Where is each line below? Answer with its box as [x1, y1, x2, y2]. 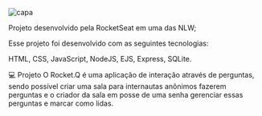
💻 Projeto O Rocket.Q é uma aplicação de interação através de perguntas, [8, 70, 255, 79]
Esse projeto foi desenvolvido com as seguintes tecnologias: [8, 38, 209, 48]
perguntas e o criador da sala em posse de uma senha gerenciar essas [8, 90, 244, 99]
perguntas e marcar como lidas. [8, 98, 114, 108]
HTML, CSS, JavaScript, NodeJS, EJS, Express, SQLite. [8, 54, 192, 63]
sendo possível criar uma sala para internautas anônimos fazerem [8, 82, 227, 91]
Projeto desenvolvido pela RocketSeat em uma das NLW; [8, 23, 197, 32]
